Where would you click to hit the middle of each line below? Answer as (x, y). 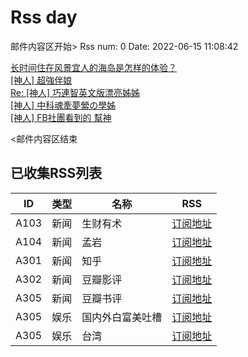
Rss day (44, 17)
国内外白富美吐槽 (122, 317)
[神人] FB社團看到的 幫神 (61, 117)
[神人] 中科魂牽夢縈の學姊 (63, 105)
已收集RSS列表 (56, 173)
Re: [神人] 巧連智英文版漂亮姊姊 (75, 92)
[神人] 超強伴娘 (41, 80)
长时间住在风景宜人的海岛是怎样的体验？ (93, 67)
